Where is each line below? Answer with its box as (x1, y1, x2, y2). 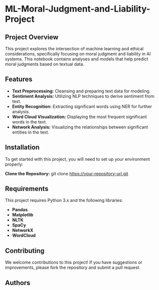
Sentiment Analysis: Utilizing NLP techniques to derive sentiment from (12, 93, 155, 99)
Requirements (5, 185, 48, 193)
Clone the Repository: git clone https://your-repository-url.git (5, 170, 128, 176)
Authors (5, 278, 31, 287)
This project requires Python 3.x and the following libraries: (5, 198, 123, 203)
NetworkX (12, 228, 33, 233)
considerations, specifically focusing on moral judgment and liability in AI (5, 51, 151, 57)
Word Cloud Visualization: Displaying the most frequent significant (12, 114, 147, 120)
